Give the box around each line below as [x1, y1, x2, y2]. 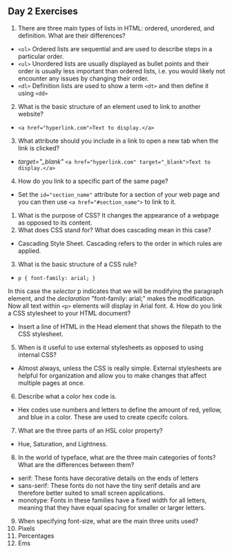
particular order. [17, 52, 64, 60]
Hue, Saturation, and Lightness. [17, 439, 108, 448]
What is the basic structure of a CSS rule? [17, 260, 137, 268]
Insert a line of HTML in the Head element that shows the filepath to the [17, 322, 222, 331]
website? [17, 109, 44, 118]
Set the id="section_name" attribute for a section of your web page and [17, 190, 220, 198]
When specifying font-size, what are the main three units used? [17, 516, 199, 525]
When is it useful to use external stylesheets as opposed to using [17, 343, 204, 351]
